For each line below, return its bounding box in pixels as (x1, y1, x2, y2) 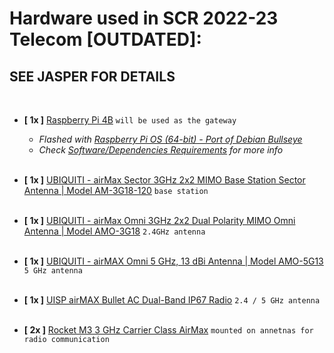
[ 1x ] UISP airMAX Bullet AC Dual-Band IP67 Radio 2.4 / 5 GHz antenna (23, 294, 321, 306)
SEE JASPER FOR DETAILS (9, 68, 176, 85)
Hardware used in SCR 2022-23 (9, 7, 279, 30)
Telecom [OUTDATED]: (9, 28, 202, 51)
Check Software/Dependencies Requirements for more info (38, 144, 284, 156)
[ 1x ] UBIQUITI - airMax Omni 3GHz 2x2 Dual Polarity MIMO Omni (23, 215, 296, 226)
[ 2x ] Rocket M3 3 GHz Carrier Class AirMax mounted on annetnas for (23, 324, 314, 336)
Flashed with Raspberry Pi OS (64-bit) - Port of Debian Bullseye (38, 133, 303, 145)
